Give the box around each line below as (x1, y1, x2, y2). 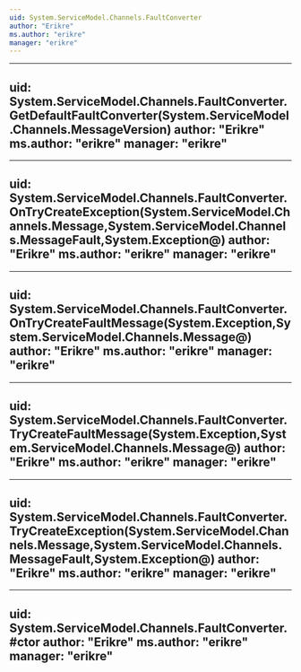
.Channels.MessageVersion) (9, 122, 172, 137)
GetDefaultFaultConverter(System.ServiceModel (9, 108, 289, 123)
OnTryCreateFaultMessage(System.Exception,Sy (9, 316, 291, 331)
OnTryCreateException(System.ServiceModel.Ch (9, 205, 291, 220)
